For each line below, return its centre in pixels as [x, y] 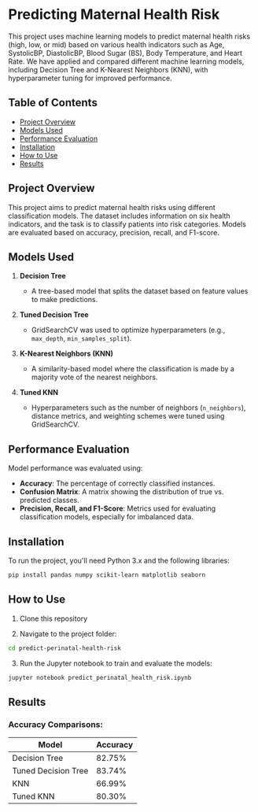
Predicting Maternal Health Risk [114, 15]
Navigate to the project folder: [68, 633]
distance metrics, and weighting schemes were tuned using [128, 416]
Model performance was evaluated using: [76, 468]
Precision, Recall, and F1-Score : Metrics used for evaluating [118, 508]
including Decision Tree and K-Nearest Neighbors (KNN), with [108, 69]
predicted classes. [50, 500]
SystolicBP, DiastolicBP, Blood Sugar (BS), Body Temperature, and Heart [125, 53]
